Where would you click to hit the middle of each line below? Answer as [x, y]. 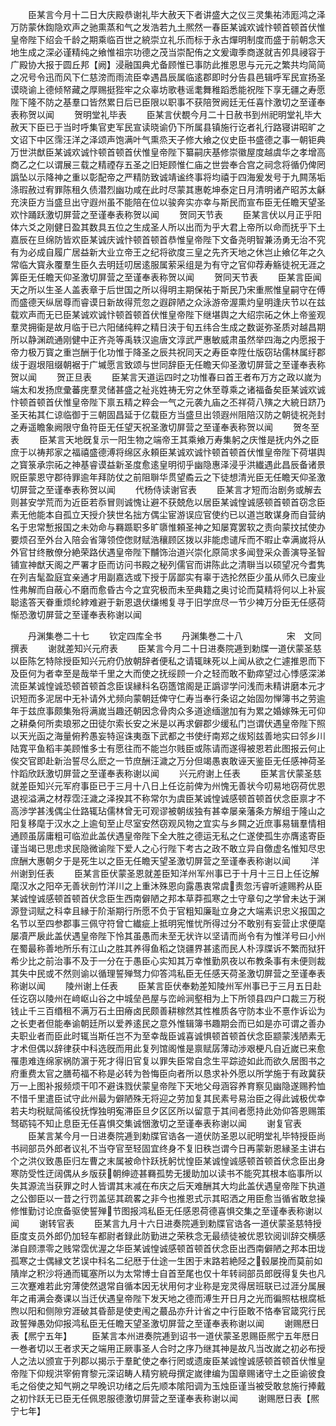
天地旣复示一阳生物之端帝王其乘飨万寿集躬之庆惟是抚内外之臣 [192, 439]
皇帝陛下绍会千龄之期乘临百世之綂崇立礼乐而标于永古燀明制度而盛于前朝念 [163, 39]
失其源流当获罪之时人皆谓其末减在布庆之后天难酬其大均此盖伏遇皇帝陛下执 [163, 1186]
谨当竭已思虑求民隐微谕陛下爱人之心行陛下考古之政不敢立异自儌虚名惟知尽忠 [168, 848]
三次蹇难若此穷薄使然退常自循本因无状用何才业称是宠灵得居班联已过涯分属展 [168, 1286]
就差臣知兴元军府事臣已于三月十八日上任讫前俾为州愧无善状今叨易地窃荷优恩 [168, 786]
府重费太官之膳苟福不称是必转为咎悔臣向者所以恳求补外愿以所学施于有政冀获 [168, 1073]
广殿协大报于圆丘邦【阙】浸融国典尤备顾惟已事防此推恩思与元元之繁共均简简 [168, 64]
